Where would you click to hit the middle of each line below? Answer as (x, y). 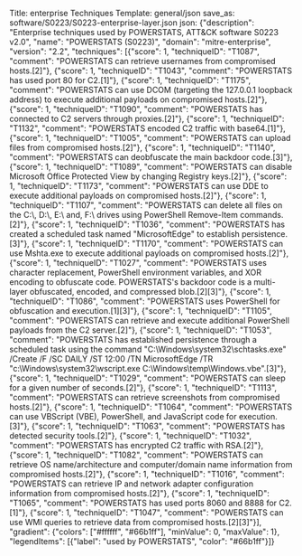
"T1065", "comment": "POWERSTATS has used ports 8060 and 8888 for (143, 503)
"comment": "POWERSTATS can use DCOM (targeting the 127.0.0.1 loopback (151, 90)
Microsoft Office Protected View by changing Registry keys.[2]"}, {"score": (148, 176)
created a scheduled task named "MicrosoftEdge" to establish (125, 234)
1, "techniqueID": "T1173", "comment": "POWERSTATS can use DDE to (139, 186)
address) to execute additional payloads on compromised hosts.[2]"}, (138, 99)
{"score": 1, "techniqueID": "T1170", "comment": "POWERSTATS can (157, 244)
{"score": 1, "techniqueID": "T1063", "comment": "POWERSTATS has (158, 426)
